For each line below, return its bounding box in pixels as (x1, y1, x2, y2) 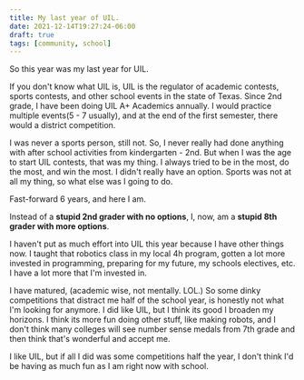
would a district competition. (9, 120, 116, 131)
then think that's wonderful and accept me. (9, 334, 171, 345)
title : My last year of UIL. (9, 13, 120, 23)
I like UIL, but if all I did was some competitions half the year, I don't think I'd (9, 351, 294, 362)
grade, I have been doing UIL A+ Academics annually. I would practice (9, 101, 272, 112)
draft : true (9, 30, 54, 39)
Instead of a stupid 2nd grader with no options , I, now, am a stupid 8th (9, 211, 278, 223)
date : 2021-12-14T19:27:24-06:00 (9, 22, 136, 31)
